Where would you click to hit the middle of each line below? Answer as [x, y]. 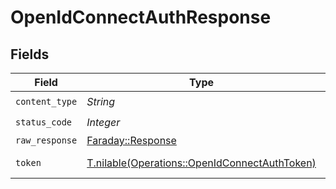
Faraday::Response [131, 140]
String [101, 101]
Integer [103, 122]
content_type [46, 101]
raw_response [46, 140]
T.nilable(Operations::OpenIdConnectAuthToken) [201, 163]
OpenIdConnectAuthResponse [141, 17]
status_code [44, 122]
